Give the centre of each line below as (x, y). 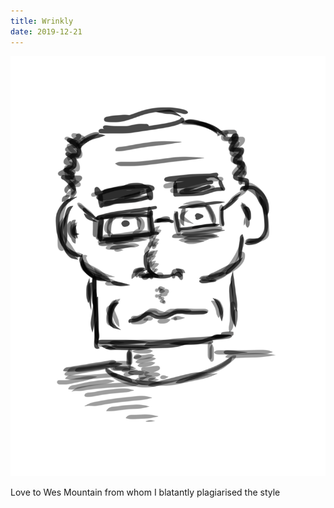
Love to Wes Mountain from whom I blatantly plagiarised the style (145, 492)
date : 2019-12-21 (46, 31)
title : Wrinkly (42, 21)
